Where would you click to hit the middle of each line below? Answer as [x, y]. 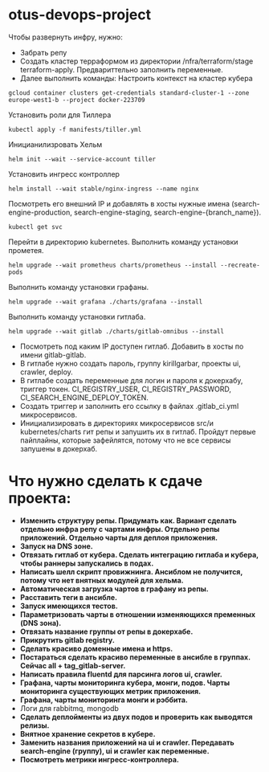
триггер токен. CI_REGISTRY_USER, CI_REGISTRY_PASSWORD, [125, 389]
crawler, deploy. [47, 372]
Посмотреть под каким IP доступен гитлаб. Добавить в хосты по [132, 346]
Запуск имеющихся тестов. [69, 606]
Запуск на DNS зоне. [57, 546]
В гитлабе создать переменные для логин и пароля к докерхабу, [131, 380]
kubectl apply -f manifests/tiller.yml [75, 129]
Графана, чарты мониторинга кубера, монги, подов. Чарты [125, 682]
